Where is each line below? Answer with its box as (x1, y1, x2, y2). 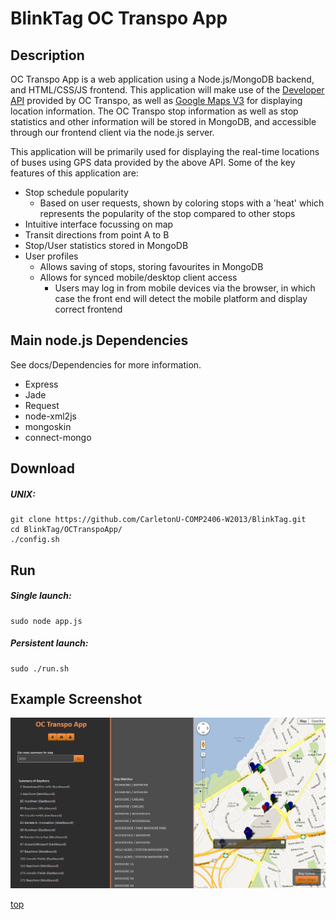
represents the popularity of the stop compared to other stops (39, 208, 296, 219)
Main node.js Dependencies (10, 332, 189, 349)
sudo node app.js (10, 616, 83, 626)
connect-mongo (24, 431, 92, 443)
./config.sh (10, 535, 60, 545)
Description (10, 47, 85, 64)
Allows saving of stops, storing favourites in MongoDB (39, 261, 264, 272)
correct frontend (54, 303, 123, 315)
